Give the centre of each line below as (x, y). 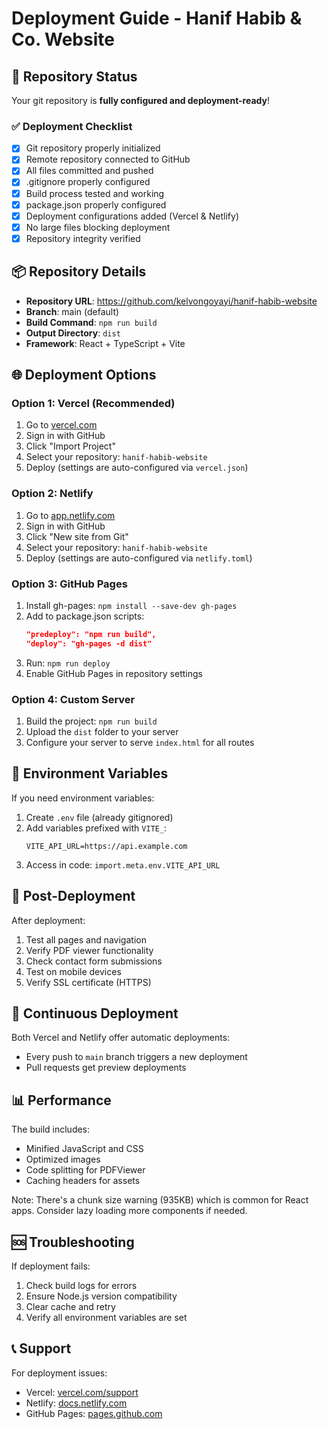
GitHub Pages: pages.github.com (94, 1413)
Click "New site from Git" (77, 536)
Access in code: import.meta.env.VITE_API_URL (123, 864)
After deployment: (48, 920)
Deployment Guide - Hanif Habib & (157, 18)
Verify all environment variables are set (106, 1318)
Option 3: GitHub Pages (69, 584)
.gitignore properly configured (88, 182)
